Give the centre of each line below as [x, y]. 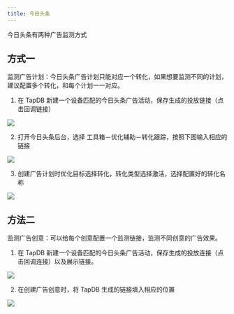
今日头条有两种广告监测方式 [47, 34]
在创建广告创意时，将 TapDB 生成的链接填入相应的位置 [96, 290]
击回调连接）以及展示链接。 [57, 262]
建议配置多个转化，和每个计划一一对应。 [65, 85]
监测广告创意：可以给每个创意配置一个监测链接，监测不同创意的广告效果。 [114, 238]
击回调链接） [36, 109]
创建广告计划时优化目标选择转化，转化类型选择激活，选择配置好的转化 [118, 174]
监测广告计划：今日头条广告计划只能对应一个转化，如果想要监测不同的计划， [117, 77]
